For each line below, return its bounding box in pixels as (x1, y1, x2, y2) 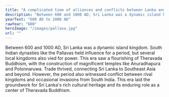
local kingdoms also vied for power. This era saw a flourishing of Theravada (5, 55, 162, 61)
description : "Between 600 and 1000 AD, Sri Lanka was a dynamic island (5, 12, 161, 17)
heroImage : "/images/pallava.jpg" (5, 26, 78, 31)
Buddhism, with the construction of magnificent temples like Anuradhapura (5, 61, 161, 66)
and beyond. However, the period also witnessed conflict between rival (5, 71, 152, 77)
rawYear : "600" (5, 21, 37, 27)
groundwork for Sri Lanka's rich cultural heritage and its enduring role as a (5, 82, 160, 88)
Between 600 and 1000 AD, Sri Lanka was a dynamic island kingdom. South (5, 45, 162, 50)
